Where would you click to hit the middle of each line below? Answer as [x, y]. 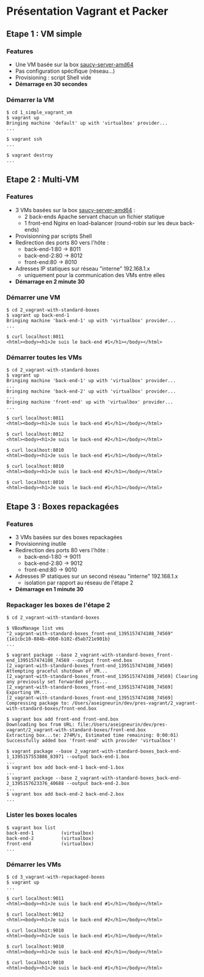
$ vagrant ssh [24, 139]
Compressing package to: [38, 703]
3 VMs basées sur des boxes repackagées [69, 537]
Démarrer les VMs [34, 865]
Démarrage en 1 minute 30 [49, 589]
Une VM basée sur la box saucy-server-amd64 [74, 64]
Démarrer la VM [30, 100]
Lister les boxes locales [42, 815]
